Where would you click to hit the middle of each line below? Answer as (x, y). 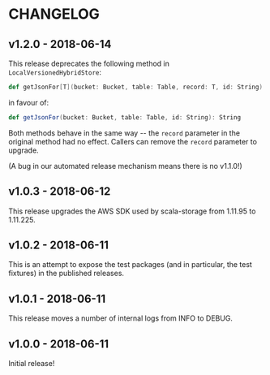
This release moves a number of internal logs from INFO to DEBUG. (121, 318)
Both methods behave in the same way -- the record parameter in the (124, 133)
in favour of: (29, 102)
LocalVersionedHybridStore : (55, 72)
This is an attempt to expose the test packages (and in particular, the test (131, 265)
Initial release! (32, 363)
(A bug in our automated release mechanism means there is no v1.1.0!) (126, 166)
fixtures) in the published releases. (66, 274)
